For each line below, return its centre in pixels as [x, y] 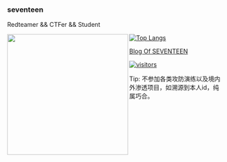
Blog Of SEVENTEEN [159, 51]
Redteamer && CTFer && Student [54, 25]
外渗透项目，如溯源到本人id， [171, 88]
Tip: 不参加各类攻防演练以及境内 [175, 79]
